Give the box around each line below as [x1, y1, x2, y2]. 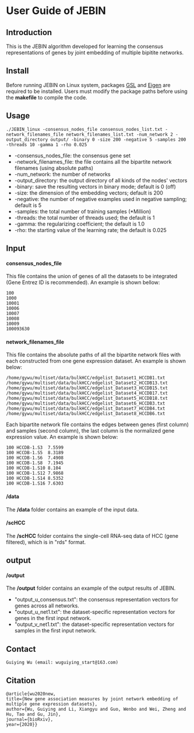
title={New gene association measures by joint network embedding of [6, 696, 179, 702]
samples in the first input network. [14, 627, 97, 634]
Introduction [6, 27, 52, 37]
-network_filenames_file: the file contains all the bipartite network [14, 158, 172, 165]
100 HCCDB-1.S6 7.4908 [6, 455, 64, 461]
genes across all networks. [14, 602, 80, 609]
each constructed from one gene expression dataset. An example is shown [6, 358, 186, 365]
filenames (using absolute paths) [14, 164, 94, 171]
